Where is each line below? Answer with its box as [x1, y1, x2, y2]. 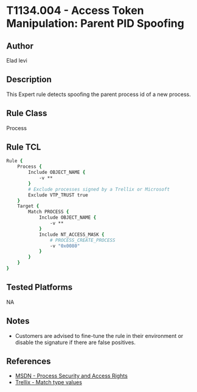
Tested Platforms [6, 282, 73, 292]
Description [6, 74, 52, 85]
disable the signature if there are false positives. [15, 339, 136, 346]
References [6, 356, 51, 366]
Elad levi [6, 57, 27, 64]
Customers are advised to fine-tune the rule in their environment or [15, 332, 184, 339]
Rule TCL [6, 142, 41, 153]
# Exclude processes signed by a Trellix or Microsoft [28, 186, 170, 192]
